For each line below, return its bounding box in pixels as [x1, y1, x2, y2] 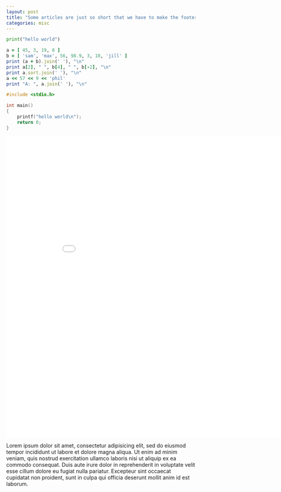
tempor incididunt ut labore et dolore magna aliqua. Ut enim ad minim [6, 448, 178, 455]
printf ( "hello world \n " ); [17, 114, 82, 120]
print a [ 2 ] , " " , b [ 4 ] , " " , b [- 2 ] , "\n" [6, 64, 112, 70]
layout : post [6, 8, 39, 15]
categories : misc [6, 20, 50, 26]
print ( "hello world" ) [6, 37, 61, 43]
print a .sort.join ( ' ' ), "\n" [6, 70, 82, 76]
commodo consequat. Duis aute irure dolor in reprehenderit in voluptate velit [6, 461, 195, 468]
